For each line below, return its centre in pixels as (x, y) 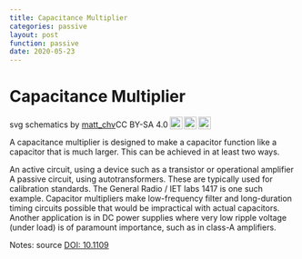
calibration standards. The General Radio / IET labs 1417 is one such (136, 189)
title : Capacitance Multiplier (69, 18)
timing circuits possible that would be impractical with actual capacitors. (145, 208)
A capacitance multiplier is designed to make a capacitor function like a (143, 143)
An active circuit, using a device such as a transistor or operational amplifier (151, 170)
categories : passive (49, 26)
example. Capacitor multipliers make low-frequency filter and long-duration (151, 199)
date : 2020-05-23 (42, 52)
